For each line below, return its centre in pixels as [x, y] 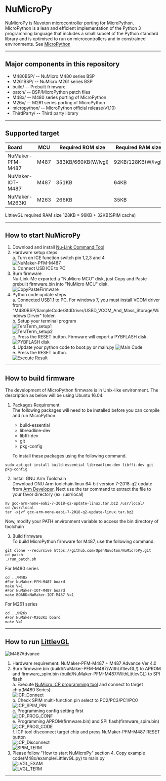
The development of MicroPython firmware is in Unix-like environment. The [82, 390]
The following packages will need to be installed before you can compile [86, 410]
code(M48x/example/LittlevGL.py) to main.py [58, 758]
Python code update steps [39, 295]
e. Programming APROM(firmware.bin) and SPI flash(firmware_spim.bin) [86, 721]
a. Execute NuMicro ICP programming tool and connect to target [78, 684]
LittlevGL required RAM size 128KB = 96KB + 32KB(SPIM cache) [70, 215]
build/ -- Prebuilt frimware [39, 87]
